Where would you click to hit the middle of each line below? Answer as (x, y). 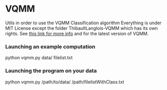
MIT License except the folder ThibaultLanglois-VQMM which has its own (82, 28)
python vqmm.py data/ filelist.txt (39, 58)
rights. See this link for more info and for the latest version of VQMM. (77, 33)
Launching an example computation (50, 47)
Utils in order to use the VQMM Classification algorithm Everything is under (83, 23)
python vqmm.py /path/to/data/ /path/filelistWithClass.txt (65, 82)
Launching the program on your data (51, 71)
